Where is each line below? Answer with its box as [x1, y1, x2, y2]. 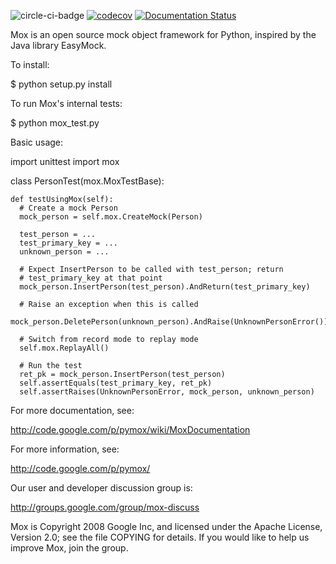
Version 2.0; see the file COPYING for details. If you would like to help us [10, 531, 310, 543]
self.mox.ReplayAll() [19, 343, 110, 353]
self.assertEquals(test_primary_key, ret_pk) [19, 378, 213, 388]
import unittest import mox [10, 156, 120, 167]
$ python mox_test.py [10, 117, 100, 129]
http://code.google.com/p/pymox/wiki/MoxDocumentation [10, 424, 251, 435]
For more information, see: [10, 443, 120, 455]
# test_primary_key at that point [19, 273, 163, 283]
